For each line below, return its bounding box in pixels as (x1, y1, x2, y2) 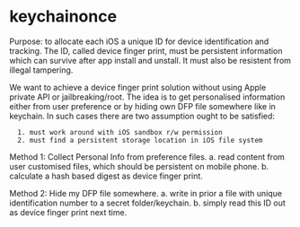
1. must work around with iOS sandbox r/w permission (17, 127, 223, 136)
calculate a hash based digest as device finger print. (9, 170, 204, 181)
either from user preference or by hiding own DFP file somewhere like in (9, 100, 277, 111)
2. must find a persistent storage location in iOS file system (17, 135, 263, 144)
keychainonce (9, 6, 118, 27)
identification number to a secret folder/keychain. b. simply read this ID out (9, 197, 286, 208)
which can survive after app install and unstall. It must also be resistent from (9, 55, 292, 65)
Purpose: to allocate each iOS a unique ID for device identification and (9, 36, 269, 47)
